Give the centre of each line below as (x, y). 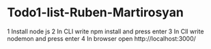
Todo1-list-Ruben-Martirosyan (96, 13)
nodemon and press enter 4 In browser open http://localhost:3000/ (102, 38)
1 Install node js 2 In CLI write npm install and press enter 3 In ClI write (105, 31)
